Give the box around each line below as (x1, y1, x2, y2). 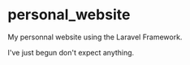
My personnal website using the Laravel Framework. (7, 32, 183, 42)
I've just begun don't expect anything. (7, 47, 135, 57)
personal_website (7, 6, 131, 24)
